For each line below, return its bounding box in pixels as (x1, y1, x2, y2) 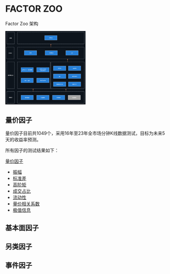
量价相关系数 (12, 201, 40, 207)
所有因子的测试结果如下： (5, 147, 59, 154)
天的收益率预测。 (5, 137, 41, 143)
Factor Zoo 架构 (5, 20, 39, 26)
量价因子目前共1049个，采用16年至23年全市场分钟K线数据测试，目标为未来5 (5, 130, 165, 136)
